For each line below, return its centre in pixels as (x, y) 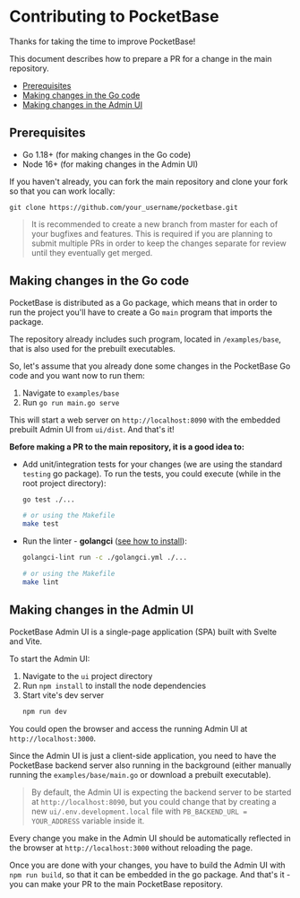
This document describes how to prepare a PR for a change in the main (141, 58)
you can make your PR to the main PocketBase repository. (116, 884)
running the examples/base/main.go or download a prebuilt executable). (140, 774)
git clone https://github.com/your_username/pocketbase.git (124, 207)
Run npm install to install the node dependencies (114, 685)
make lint (41, 582)
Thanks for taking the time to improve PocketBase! (103, 41)
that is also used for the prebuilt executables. (93, 348)
